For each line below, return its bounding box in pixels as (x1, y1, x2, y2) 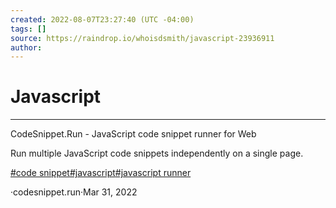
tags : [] (10, 24, 47, 34)
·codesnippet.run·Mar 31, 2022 (10, 186, 138, 198)
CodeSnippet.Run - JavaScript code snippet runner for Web (10, 128, 257, 140)
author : (10, 42, 43, 53)
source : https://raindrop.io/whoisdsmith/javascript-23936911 (10, 33, 275, 43)
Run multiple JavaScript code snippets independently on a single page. (10, 147, 304, 160)
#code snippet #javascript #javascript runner (10, 167, 192, 179)
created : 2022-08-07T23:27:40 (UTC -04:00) (10, 14, 195, 25)
